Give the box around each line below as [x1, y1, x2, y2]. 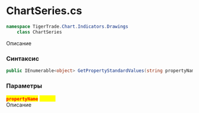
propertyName [6, 96, 38, 102]
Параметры [6, 81, 43, 89]
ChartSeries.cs [6, 4, 82, 18]
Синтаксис [6, 54, 40, 62]
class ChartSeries [17, 29, 62, 35]
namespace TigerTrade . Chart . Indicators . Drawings [6, 24, 129, 29]
